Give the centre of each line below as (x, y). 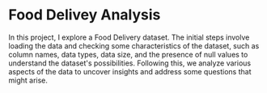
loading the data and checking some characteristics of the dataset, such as (134, 45)
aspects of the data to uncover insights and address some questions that (130, 71)
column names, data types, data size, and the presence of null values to (128, 54)
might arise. (28, 80)
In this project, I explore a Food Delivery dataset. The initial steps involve (129, 37)
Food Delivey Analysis (85, 15)
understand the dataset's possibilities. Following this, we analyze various (130, 63)
